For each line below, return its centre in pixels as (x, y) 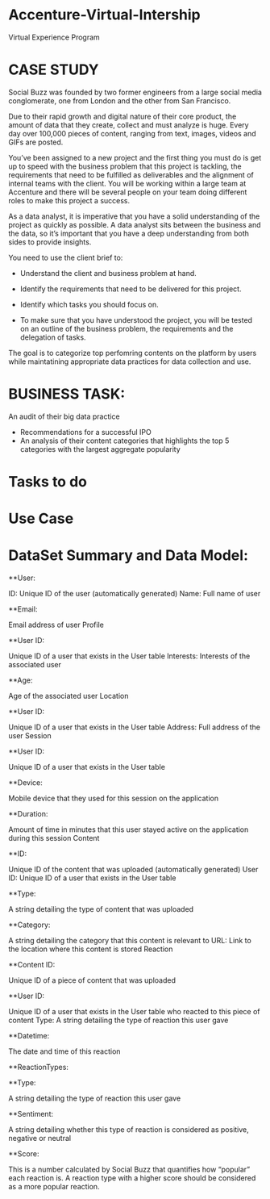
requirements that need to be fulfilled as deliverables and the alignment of (131, 174)
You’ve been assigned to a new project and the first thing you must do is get (135, 157)
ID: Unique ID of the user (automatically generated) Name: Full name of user (135, 594)
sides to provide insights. (50, 242)
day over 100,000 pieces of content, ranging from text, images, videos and (132, 133)
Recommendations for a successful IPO (85, 432)
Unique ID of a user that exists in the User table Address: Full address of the (134, 727)
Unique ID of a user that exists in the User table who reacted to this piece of (134, 1012)
